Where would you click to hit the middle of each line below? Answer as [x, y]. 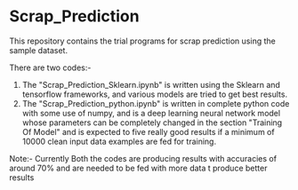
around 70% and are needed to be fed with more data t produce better [138, 168]
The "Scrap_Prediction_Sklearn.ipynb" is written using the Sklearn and [151, 84]
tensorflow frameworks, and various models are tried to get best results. [154, 94]
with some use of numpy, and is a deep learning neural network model [151, 113]
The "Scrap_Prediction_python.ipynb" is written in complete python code [156, 103]
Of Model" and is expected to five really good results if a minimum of [148, 131]
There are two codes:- [50, 67]
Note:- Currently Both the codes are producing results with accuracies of [143, 158]
